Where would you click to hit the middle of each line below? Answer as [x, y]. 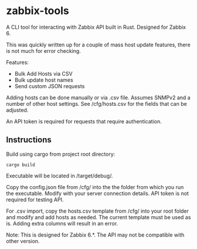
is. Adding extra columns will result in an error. [62, 223]
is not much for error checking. [43, 51]
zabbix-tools [38, 11]
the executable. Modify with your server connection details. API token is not [98, 193]
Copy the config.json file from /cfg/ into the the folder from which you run [95, 187]
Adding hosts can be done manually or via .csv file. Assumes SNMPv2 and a [98, 97]
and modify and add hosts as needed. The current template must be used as [98, 217]
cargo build [21, 165]
